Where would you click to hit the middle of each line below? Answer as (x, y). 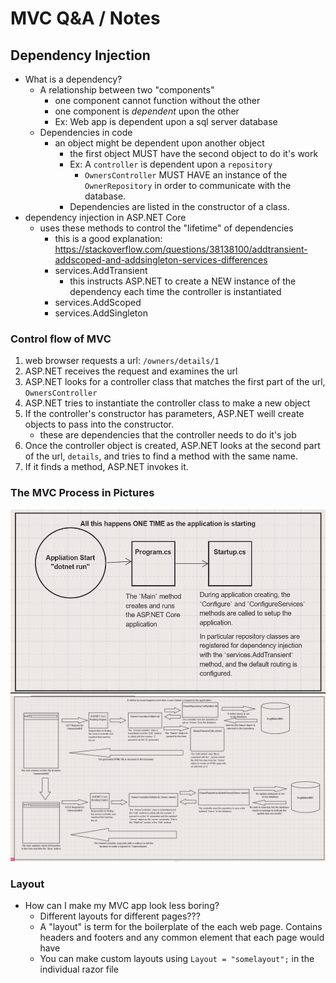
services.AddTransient (101, 270)
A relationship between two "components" (127, 90)
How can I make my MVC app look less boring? (122, 906)
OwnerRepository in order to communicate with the (188, 185)
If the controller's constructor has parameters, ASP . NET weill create (164, 414)
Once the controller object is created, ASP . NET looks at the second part (172, 446)
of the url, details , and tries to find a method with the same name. (161, 456)
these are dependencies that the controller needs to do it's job (168, 435)
